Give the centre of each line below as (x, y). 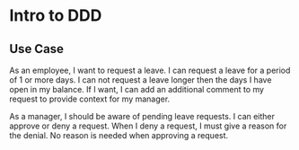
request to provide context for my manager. (90, 99)
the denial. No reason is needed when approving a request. (119, 135)
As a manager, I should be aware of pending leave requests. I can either (142, 116)
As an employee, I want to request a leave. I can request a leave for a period (150, 70)
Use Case (37, 49)
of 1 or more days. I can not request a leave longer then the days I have (141, 80)
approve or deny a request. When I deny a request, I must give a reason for (148, 126)
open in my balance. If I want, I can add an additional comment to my (137, 89)
